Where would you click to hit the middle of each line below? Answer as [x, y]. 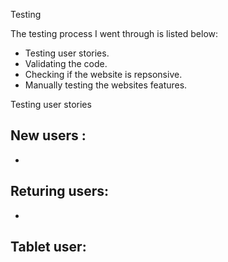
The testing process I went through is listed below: [114, 33]
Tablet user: [48, 247]
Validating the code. [66, 63]
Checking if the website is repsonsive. [103, 74]
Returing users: [60, 191]
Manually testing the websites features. [106, 85]
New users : [48, 135]
